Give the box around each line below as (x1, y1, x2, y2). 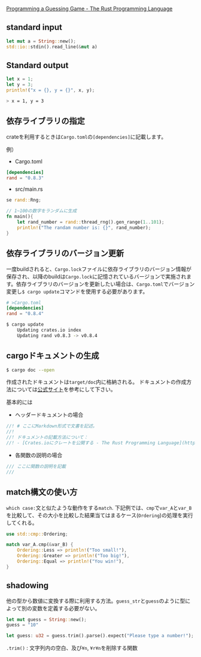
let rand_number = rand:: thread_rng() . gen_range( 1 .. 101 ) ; (17, 219, 165, 225)
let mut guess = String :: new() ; (6, 616, 87, 622)
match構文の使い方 (6, 487, 78, 497)
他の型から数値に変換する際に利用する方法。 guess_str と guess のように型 (6, 597, 185, 604)
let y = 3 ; (6, 82, 33, 88)
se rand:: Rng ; (6, 197, 42, 203)
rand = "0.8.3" (6, 175, 44, 181)
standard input (6, 22, 63, 32)
